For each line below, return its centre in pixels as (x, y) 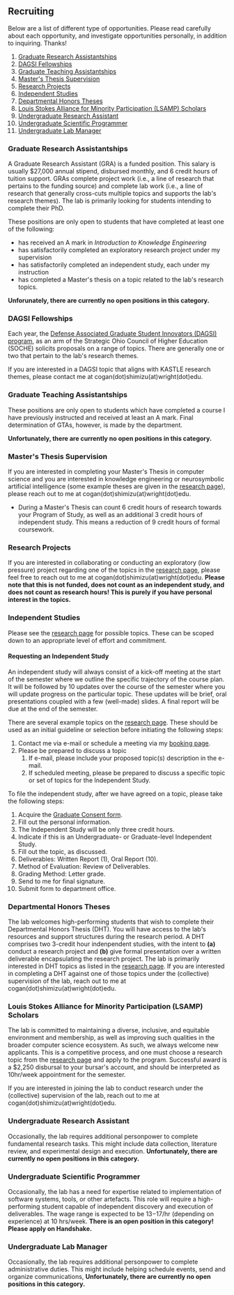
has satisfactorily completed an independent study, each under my (114, 265)
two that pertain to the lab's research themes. (73, 356)
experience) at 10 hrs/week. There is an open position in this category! (111, 1221)
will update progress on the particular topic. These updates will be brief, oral (117, 694)
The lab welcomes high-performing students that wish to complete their (111, 922)
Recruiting (31, 11)
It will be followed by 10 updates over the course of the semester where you (117, 686)
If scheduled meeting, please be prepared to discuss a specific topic (127, 773)
